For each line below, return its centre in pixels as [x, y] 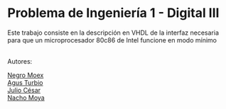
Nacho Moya [26, 98]
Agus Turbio [25, 82]
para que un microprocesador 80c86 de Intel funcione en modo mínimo [112, 40]
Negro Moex [26, 75]
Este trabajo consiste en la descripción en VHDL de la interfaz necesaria [113, 33]
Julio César [24, 90]
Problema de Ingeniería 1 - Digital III [113, 13]
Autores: [20, 61]
